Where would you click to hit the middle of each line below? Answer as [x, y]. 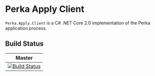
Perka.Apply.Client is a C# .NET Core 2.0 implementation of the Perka [78, 23]
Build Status [24, 44]
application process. [26, 28]
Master [24, 58]
